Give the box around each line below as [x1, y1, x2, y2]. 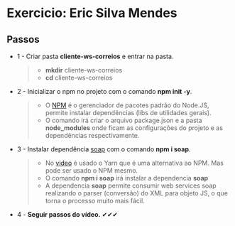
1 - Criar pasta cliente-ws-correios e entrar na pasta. [16, 52, 174, 60]
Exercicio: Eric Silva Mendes [6, 5, 178, 21]
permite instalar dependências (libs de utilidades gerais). [45, 109, 212, 117]
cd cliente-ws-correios [45, 73, 113, 82]
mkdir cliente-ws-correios [45, 66, 123, 74]
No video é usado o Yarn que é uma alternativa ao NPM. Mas [45, 158, 224, 167]
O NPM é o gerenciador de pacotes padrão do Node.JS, [45, 101, 209, 109]
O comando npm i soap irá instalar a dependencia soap [45, 174, 209, 182]
